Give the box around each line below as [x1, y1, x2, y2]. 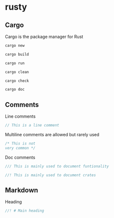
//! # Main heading [5, 208, 44, 213]
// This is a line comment [5, 123, 59, 128]
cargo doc [5, 87, 25, 92]
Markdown [5, 186, 39, 194]
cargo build [5, 52, 29, 57]
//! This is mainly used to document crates [5, 172, 96, 178]
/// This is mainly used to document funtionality [5, 163, 109, 169]
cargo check [5, 78, 29, 83]
